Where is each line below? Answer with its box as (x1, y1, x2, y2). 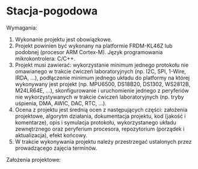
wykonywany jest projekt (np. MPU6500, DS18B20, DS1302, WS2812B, (14, 80, 191, 88)
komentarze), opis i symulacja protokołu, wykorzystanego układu (14, 118, 176, 126)
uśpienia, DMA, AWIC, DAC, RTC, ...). (14, 99, 107, 106)
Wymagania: (6, 24, 37, 31)
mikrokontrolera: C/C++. (14, 55, 76, 62)
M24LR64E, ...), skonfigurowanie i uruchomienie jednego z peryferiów (14, 87, 190, 94)
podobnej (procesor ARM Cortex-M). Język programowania (14, 48, 163, 55)
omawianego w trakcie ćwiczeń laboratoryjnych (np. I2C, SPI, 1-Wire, (14, 67, 187, 75)
